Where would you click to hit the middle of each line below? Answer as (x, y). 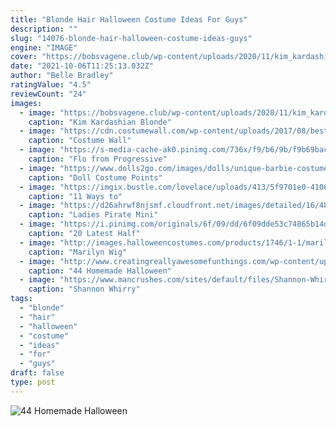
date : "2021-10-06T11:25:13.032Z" (82, 66)
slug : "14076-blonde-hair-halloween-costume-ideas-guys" (131, 38)
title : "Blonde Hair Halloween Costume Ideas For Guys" (129, 19)
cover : (24, 57)
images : (26, 103)
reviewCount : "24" (48, 94)
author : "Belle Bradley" (62, 76)
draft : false (37, 373)
